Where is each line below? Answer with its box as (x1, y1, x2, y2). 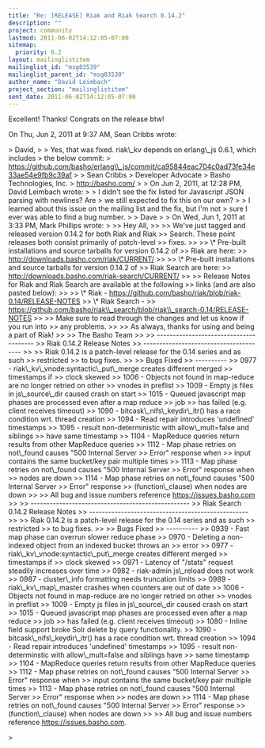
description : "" (8, 19, 62, 27)
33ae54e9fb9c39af (8, 170, 73, 180)
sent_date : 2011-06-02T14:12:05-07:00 (8, 93, 136, 101)
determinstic (8, 651, 50, 660)
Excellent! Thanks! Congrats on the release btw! (8, 114, 165, 124)
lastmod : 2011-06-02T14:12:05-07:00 (8, 33, 129, 42)
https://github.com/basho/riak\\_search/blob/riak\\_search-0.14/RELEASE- (8, 305, 249, 315)
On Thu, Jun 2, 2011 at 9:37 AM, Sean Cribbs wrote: (8, 130, 177, 139)
